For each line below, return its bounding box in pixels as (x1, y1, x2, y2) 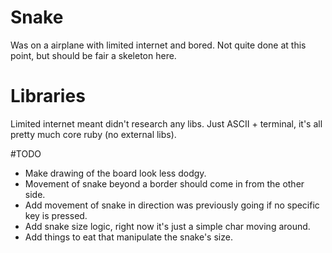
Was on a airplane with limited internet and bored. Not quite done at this (10, 39, 307, 51)
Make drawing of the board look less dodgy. (24, 167, 207, 179)
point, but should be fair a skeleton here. (10, 49, 177, 61)
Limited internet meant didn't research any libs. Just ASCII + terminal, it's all (10, 117, 323, 130)
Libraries (10, 85, 86, 108)
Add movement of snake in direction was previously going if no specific (24, 199, 320, 211)
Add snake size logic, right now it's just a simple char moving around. (24, 220, 311, 232)
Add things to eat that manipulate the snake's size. (24, 231, 233, 243)
